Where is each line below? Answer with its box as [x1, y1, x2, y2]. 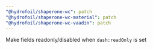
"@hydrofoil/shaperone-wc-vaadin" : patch [5, 20, 111, 26]
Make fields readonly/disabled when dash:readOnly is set [5, 36, 147, 44]
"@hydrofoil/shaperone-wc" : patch [5, 8, 93, 15]
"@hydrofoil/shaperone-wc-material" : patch [5, 14, 117, 20]
